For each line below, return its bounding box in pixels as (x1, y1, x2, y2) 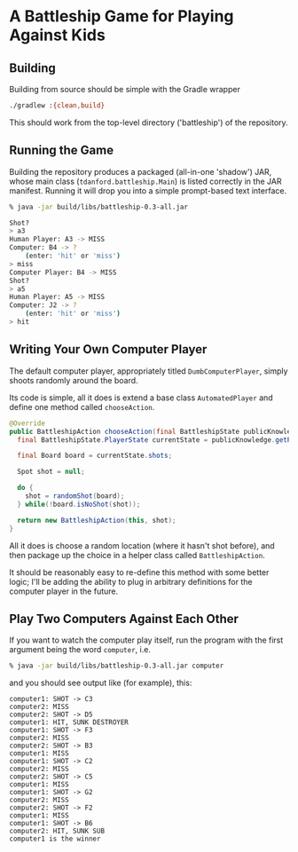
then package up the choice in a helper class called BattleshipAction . (9, 549, 266, 560)
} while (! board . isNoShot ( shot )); (17, 500, 141, 509)
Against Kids (9, 25, 106, 45)
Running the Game (9, 143, 114, 158)
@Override (9, 419, 46, 428)
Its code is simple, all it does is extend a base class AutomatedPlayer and (9, 392, 273, 403)
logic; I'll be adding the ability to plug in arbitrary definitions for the (9, 576, 253, 587)
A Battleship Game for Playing (9, 6, 234, 27)
